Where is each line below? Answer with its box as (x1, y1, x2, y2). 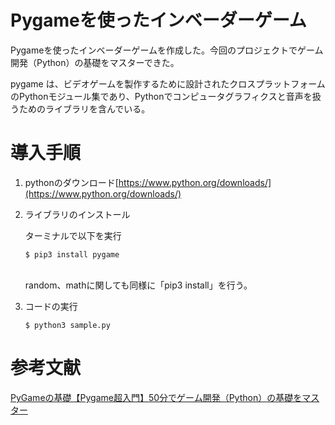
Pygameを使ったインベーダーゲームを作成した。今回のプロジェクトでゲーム (10, 44, 324, 56)
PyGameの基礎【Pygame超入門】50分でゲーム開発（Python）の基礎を (10, 391, 303, 403)
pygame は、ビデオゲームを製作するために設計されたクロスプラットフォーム (10, 77, 326, 90)
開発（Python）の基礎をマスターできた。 (10, 56, 180, 68)
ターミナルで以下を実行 (24, 229, 122, 241)
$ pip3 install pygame (24, 249, 120, 260)
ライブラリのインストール (24, 208, 131, 220)
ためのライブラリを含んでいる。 (18, 102, 151, 115)
